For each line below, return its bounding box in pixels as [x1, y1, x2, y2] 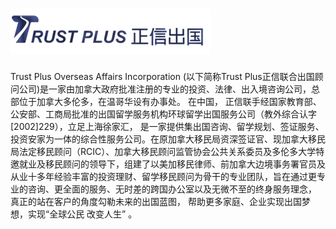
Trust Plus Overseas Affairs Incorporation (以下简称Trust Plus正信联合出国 [10, 70, 315, 82]
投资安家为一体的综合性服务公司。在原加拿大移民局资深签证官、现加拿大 [10, 133, 308, 145]
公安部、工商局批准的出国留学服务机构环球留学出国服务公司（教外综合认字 [10, 108, 317, 120]
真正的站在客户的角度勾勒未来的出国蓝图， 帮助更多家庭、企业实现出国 [10, 195, 302, 207]
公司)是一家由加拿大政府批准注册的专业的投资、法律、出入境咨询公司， [18, 83, 312, 95]
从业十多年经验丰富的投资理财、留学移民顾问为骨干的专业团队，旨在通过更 [10, 170, 317, 182]
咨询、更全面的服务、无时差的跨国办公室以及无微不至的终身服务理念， [27, 183, 317, 195]
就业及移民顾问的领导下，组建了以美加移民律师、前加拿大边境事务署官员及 [18, 158, 326, 170]
